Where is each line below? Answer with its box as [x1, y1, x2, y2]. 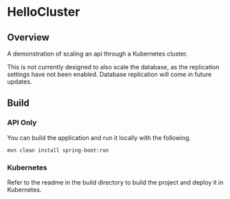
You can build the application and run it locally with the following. [7, 133, 191, 141]
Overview [7, 32, 50, 43]
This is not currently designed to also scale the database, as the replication [7, 63, 220, 71]
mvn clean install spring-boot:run [7, 147, 109, 154]
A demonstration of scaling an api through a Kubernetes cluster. [7, 49, 188, 58]
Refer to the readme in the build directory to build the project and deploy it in [7, 178, 224, 186]
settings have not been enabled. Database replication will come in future [7, 70, 212, 78]
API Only [7, 118, 37, 128]
